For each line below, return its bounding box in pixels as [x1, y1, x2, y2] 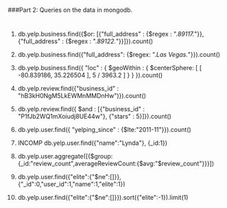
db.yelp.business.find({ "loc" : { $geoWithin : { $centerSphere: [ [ [17, 64, 202, 72]
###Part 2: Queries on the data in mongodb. [8, 6, 133, 14]
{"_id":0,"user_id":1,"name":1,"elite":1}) [17, 180, 126, 188]
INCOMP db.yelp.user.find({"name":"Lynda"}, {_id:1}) [17, 139, 167, 147]
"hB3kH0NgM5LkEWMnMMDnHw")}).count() [17, 92, 147, 100]
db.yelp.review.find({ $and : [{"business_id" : [17, 105, 145, 113]
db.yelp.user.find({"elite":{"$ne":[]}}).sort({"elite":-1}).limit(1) [17, 194, 189, 202]
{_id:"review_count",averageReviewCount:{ [17, 159, 140, 167]
